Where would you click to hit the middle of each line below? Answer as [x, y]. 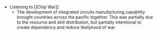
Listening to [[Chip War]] [34, 7]
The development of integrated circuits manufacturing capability [81, 12]
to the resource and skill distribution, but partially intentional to [79, 22]
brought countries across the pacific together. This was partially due [85, 17]
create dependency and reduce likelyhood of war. [66, 27]
